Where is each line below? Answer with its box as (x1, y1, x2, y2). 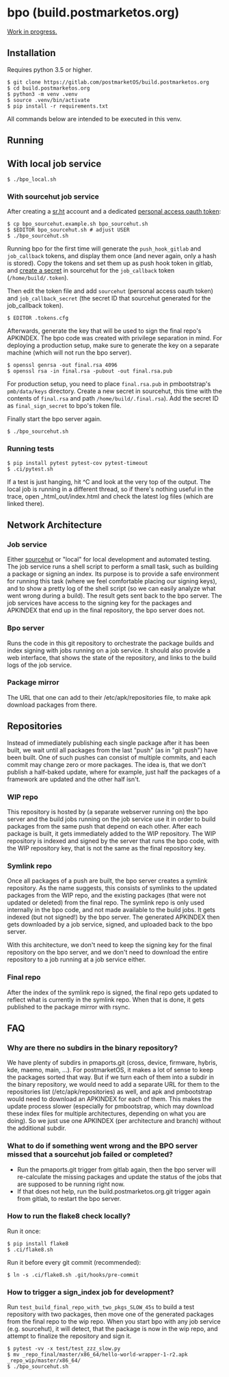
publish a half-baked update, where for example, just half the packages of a (7, 768, 221, 776)
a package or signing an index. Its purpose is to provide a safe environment (7, 570, 219, 578)
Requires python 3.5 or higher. (7, 65, 92, 73)
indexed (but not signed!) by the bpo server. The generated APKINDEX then (7, 913, 220, 922)
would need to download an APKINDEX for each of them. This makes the (7, 1095, 212, 1103)
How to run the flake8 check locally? (7, 1211, 131, 1221)
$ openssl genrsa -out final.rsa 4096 (7, 362, 118, 369)
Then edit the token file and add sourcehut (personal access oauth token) (7, 287, 214, 295)
